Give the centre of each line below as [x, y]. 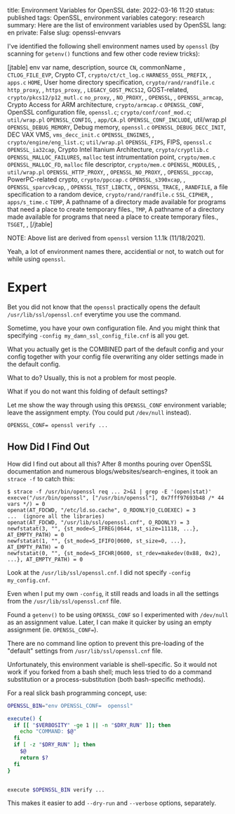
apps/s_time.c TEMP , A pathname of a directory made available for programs [117, 202]
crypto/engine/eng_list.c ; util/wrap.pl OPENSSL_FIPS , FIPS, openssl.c [110, 142]
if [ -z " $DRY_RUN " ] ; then [55, 745]
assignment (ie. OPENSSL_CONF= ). [53, 630]
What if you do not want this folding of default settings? [88, 391]
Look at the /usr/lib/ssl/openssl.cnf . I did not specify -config [99, 572]
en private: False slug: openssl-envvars [64, 32]
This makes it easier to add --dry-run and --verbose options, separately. [112, 803]
